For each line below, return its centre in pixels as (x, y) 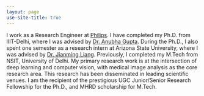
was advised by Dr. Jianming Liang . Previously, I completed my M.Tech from (102, 54)
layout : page (23, 12)
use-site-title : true (34, 18)
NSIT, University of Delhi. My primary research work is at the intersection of (102, 61)
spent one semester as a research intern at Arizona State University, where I (102, 48)
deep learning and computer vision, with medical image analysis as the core (102, 67)
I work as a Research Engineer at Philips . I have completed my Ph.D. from (99, 35)
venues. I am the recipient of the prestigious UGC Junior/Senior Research (99, 80)
